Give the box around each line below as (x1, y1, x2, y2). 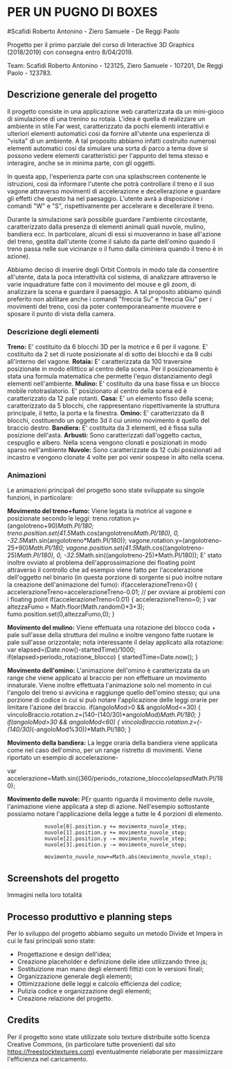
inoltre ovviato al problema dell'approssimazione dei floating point (7, 559, 195, 567)
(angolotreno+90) (7, 521, 58, 530)
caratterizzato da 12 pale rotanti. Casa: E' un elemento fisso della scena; (7, 394, 214, 403)
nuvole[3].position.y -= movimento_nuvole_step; (44, 842, 188, 849)
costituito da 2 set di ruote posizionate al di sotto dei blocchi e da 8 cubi (7, 350, 213, 358)
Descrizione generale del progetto (7, 89, 158, 101)
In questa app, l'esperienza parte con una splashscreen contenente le (7, 172, 206, 180)
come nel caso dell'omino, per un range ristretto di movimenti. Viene (7, 746, 203, 754)
